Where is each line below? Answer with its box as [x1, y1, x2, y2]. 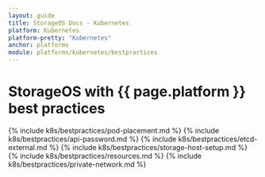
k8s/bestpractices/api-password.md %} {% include [8, 134, 177, 144]
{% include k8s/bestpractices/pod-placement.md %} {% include [8, 125, 220, 135]
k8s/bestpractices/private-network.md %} [8, 160, 147, 169]
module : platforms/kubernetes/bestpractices [8, 48, 158, 56]
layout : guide [8, 11, 56, 20]
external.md [8, 142, 48, 152]
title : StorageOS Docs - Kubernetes [8, 19, 129, 27]
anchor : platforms [8, 41, 69, 49]
